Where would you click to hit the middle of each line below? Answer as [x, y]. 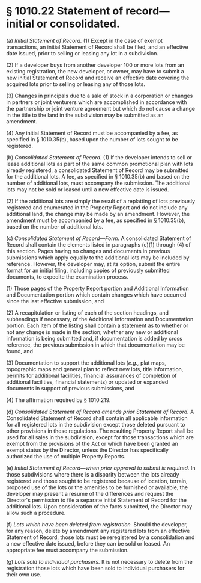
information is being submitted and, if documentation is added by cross [94, 338]
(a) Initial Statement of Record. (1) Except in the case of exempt [85, 40]
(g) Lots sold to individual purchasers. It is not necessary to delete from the [100, 561]
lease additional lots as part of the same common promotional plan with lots [100, 164]
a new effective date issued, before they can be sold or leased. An [88, 543]
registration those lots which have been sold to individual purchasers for [95, 568]
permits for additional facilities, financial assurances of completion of [91, 375]
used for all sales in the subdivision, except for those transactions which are [100, 437]
